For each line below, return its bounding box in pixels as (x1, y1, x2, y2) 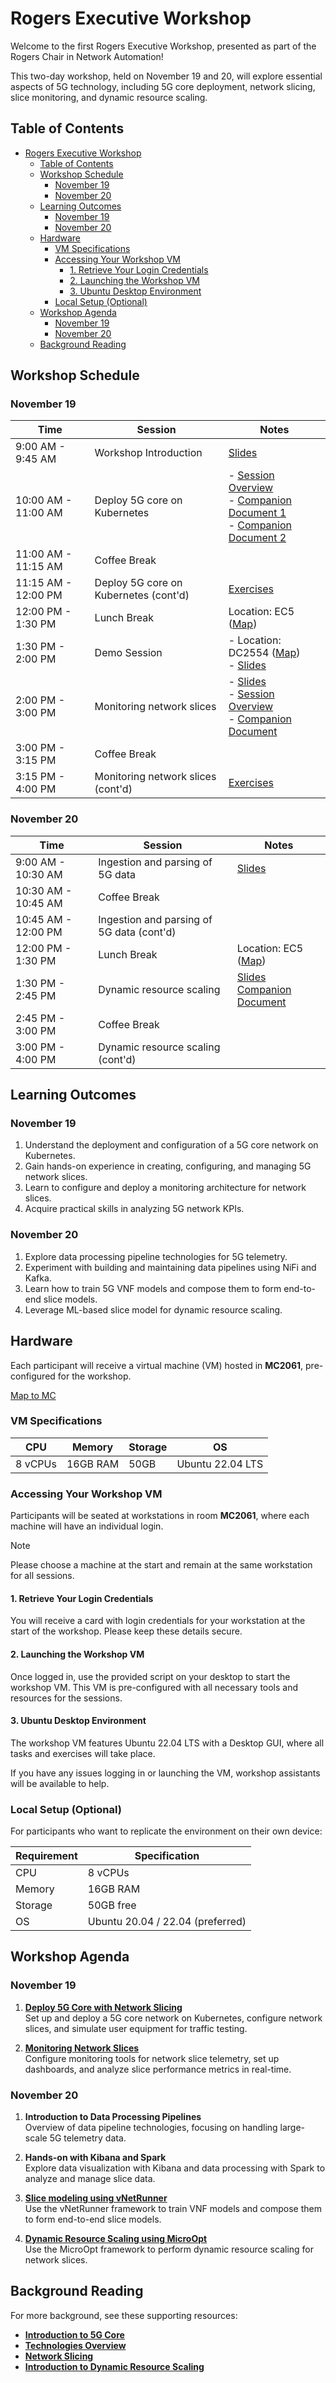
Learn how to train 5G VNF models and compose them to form (24, 1282, 282, 1294)
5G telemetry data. (49, 2132, 127, 2144)
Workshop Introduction (94, 446, 203, 460)
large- (279, 2122, 306, 2134)
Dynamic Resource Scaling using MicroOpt (24, 2233, 208, 2245)
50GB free (87, 1898, 137, 1912)
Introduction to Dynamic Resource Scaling (24, 2360, 205, 2372)
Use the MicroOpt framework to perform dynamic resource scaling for (24, 2243, 315, 2256)
